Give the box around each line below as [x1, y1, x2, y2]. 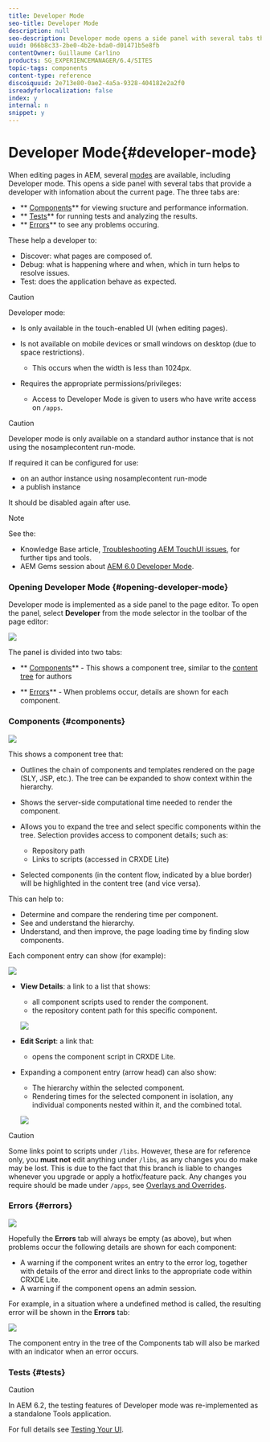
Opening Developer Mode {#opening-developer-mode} [8, 581, 229, 592]
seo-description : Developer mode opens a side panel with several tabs [8, 34, 253, 43]
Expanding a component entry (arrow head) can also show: [19, 1067, 217, 1077]
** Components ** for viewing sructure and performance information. [19, 203, 249, 212]
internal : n [8, 101, 48, 109]
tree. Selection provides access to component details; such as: [19, 830, 229, 840]
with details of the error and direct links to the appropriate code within [19, 1266, 252, 1276]
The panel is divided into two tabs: [8, 648, 123, 658]
